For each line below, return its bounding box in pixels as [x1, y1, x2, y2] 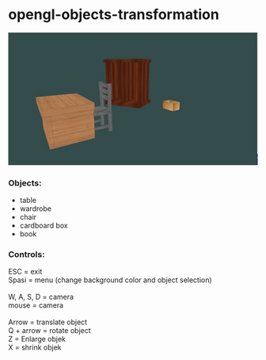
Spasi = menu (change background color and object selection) [8, 275, 212, 285]
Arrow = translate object [8, 317, 88, 327]
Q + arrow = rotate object [8, 326, 91, 335]
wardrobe [19, 204, 51, 213]
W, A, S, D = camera [8, 292, 74, 302]
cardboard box [19, 220, 69, 231]
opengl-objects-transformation [8, 6, 219, 24]
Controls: [8, 249, 45, 260]
